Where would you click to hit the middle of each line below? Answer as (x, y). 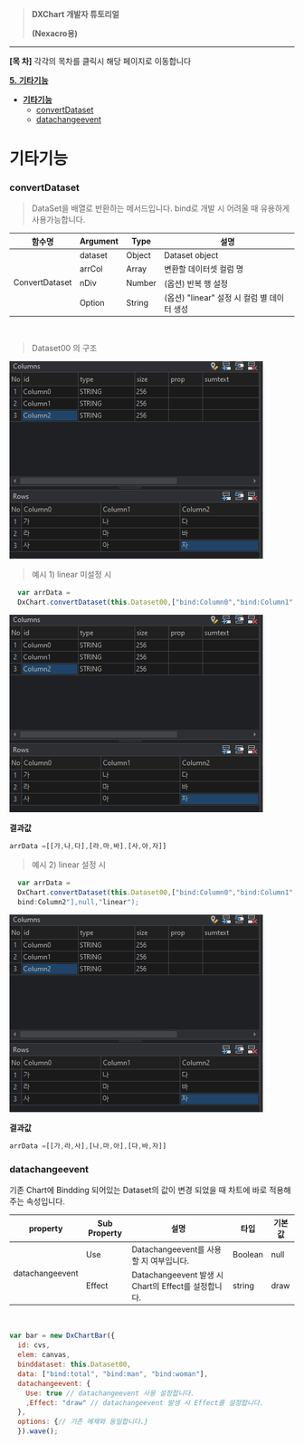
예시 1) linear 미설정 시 (71, 575)
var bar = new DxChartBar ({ (62, 1336)
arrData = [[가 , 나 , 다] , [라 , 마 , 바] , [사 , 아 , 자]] (88, 846)
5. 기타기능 (29, 80)
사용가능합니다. (58, 220)
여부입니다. (170, 1260)
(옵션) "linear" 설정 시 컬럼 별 (216, 297)
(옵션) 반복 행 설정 (196, 283)
